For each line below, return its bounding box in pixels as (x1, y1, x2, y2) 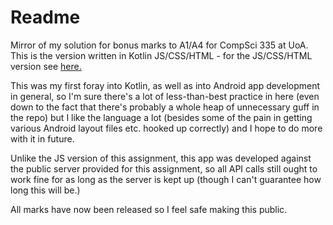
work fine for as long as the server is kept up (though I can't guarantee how (10, 173, 322, 185)
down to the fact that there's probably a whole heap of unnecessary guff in (10, 101, 320, 113)
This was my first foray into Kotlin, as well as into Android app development (10, 79, 321, 91)
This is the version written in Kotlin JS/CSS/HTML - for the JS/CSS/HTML (10, 49, 313, 61)
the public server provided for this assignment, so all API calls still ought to (10, 162, 318, 175)
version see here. (10, 60, 82, 72)
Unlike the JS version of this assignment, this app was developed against (10, 152, 312, 164)
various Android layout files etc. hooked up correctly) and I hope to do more (10, 122, 323, 134)
